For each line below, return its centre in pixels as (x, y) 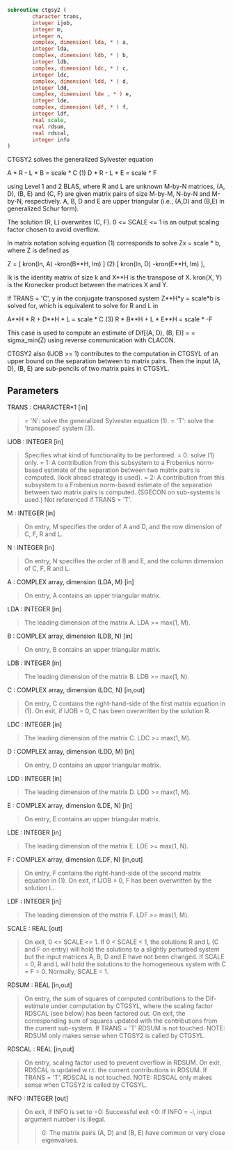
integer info (51, 139)
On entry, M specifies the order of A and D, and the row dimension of (123, 527)
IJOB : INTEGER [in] (35, 442)
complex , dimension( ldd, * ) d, (81, 81)
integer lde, (51, 101)
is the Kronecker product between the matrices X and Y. (88, 285)
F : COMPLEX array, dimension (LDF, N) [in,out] (75, 860)
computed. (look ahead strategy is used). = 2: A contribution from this (124, 478)
